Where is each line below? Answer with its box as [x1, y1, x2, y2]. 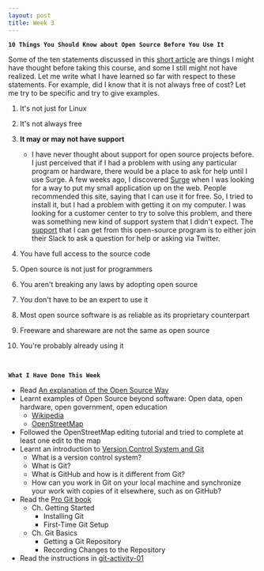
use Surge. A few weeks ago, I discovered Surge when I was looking [31, 175, 255, 184]
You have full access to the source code [19, 248, 151, 258]
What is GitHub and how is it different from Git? [31, 469, 186, 478]
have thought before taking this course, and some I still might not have [8, 62, 238, 72]
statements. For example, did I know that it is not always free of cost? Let [8, 80, 247, 89]
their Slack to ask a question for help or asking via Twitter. [31, 233, 221, 243]
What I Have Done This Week [8, 371, 101, 380]
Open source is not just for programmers [19, 264, 153, 274]
